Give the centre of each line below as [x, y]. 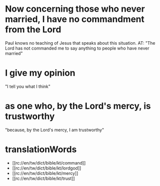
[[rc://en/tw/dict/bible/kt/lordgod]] [47, 168]
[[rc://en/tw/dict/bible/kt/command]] [49, 163]
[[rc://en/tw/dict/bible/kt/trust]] [43, 178]
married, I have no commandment [75, 19]
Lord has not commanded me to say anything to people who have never [77, 48]
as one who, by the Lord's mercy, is [78, 106]
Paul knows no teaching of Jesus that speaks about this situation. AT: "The [80, 43]
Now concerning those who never [75, 9]
